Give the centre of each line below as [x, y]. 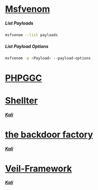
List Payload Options [27, 46]
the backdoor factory [49, 135]
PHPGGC [24, 78]
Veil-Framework [38, 168]
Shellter [22, 101]
